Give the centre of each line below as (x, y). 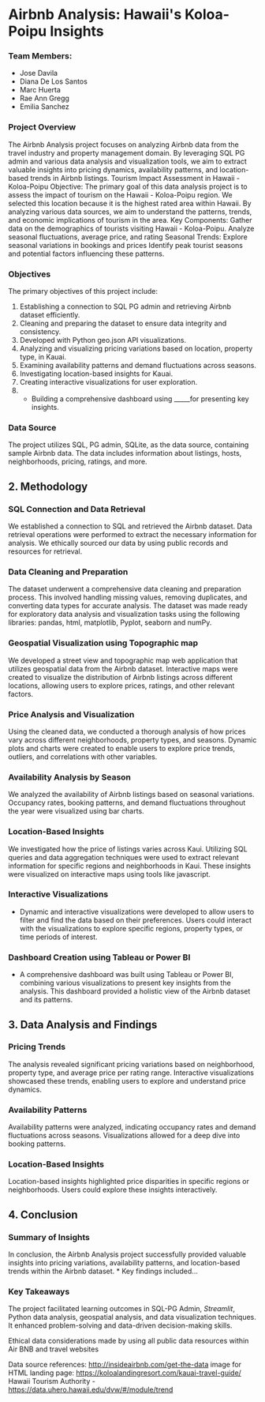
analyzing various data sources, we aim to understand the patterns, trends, (130, 212)
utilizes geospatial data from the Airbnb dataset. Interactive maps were (123, 668)
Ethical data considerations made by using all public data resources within (129, 1341)
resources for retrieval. (45, 551)
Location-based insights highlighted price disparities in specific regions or (129, 1182)
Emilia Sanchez (44, 107)
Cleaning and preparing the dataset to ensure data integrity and (123, 323)
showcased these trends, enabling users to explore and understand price (127, 1081)
